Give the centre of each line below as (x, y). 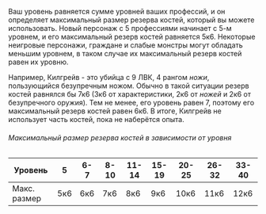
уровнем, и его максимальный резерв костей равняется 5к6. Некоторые (132, 36)
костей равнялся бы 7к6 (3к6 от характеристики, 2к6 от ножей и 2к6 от (130, 94)
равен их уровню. (38, 62)
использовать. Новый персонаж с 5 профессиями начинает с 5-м (120, 28)
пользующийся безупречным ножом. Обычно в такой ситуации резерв (129, 86)
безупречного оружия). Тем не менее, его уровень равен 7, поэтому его (131, 103)
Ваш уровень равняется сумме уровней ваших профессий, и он (117, 11)
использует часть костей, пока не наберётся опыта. (96, 119)
